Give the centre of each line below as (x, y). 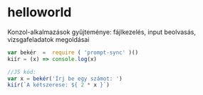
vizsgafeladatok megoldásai (48, 39)
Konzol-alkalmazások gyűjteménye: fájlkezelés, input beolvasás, (102, 32)
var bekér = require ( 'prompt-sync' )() (73, 52)
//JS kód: (22, 72)
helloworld (40, 12)
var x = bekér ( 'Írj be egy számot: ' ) (65, 79)
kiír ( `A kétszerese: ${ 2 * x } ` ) (59, 85)
